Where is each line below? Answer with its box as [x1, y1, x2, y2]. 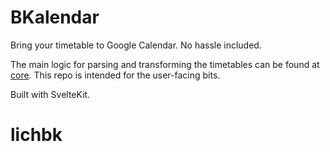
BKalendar [10, 6, 100, 29]
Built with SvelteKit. [10, 88, 91, 100]
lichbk [10, 124, 63, 146]
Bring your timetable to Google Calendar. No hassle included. [10, 39, 262, 51]
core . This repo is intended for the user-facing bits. [10, 69, 221, 81]
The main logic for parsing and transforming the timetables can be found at [10, 58, 320, 70]
